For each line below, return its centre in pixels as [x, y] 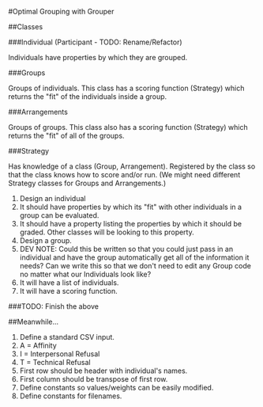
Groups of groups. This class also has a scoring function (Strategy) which [128, 127]
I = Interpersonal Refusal [60, 354]
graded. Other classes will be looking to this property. [107, 232]
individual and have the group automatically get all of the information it [134, 257]
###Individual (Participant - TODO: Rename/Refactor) [96, 42]
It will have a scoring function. [69, 291]
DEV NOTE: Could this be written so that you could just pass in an [126, 249]
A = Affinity [38, 345]
